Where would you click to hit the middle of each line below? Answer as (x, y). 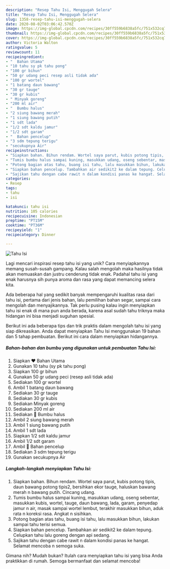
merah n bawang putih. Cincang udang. (54, 492)
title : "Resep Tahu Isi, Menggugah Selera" (52, 15)
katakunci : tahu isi (27, 207)
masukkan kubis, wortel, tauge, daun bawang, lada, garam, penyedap (85, 503)
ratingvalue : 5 (22, 47)
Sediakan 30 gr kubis (35, 398)
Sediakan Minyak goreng (39, 404)
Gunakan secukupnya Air (39, 457)
